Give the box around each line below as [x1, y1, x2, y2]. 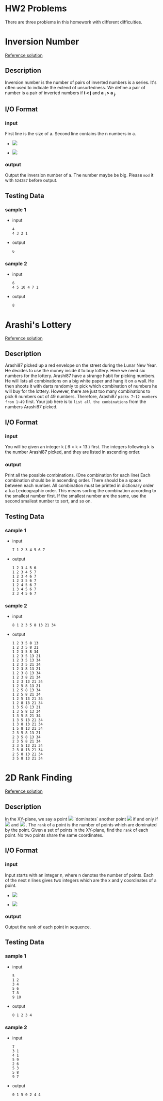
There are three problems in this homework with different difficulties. [5, 19, 142, 25]
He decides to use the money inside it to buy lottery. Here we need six [5, 368, 146, 374]
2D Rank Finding [5, 772, 73, 783]
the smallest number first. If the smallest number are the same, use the [5, 493, 147, 499]
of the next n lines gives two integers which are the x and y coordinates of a [5, 877, 157, 883]
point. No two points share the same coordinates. [5, 832, 103, 838]
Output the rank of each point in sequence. [5, 924, 91, 930]
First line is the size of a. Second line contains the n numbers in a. [5, 131, 136, 137]
